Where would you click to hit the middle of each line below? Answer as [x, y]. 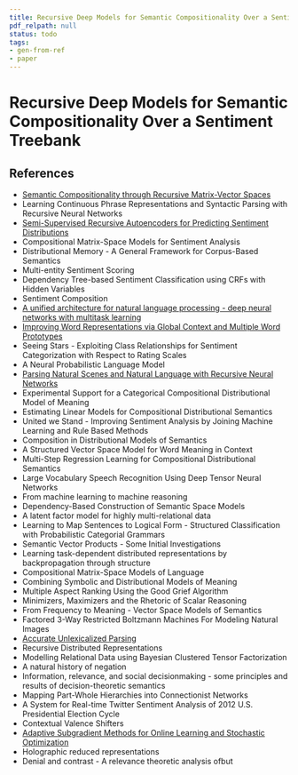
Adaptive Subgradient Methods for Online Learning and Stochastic [144, 733]
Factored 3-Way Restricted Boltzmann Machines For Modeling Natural [150, 619]
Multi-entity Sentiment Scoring [78, 270]
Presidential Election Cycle [71, 714]
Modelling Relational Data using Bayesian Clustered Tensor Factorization [154, 657]
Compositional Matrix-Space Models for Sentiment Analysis [131, 242]
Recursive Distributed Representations [92, 648]
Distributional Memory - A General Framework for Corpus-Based [140, 251]
